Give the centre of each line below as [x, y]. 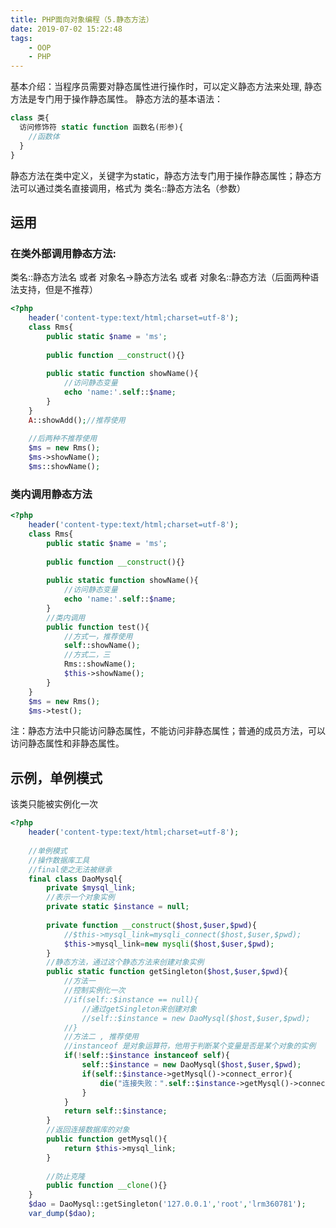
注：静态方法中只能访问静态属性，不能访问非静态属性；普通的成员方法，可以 [168, 731]
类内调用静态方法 [51, 494]
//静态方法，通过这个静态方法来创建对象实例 [125, 962]
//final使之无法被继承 [70, 869]
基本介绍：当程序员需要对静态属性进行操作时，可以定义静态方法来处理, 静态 [166, 87]
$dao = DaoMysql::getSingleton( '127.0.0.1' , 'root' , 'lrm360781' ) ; [167, 1204]
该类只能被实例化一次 [54, 804]
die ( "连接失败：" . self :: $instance [168, 1083]
